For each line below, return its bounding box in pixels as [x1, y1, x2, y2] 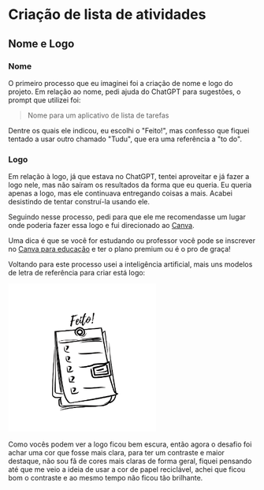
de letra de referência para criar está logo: [8, 268, 146, 278]
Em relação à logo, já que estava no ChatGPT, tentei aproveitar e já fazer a [8, 172, 250, 181]
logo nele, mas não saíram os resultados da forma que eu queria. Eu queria [8, 180, 252, 190]
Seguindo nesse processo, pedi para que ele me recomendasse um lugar [8, 212, 246, 222]
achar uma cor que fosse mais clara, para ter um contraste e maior [8, 448, 225, 458]
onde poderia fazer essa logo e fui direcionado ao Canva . [8, 221, 195, 230]
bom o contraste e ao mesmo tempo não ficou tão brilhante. [8, 473, 203, 483]
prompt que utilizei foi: [8, 95, 81, 104]
